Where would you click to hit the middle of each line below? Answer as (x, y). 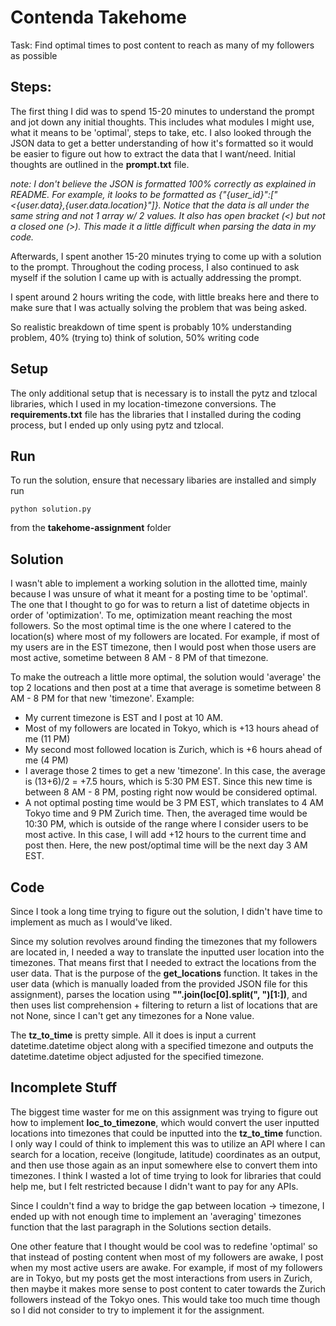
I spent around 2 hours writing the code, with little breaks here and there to (165, 297)
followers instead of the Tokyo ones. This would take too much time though (165, 1299)
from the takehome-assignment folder (91, 528)
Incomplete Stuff (64, 1087)
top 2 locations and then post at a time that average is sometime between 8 (166, 688)
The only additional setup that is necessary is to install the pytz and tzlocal (164, 393)
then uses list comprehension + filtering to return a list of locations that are (164, 1005)
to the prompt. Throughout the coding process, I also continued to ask (155, 267)
